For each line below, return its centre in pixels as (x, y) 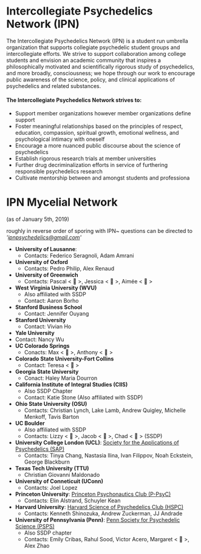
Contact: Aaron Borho (51, 301)
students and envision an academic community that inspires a (83, 60)
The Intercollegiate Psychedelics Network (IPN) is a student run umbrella (97, 41)
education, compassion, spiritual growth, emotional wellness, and (97, 133)
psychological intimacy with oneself (60, 139)
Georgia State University (47, 372)
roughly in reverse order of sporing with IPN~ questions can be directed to (100, 231)
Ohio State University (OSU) (51, 404)
